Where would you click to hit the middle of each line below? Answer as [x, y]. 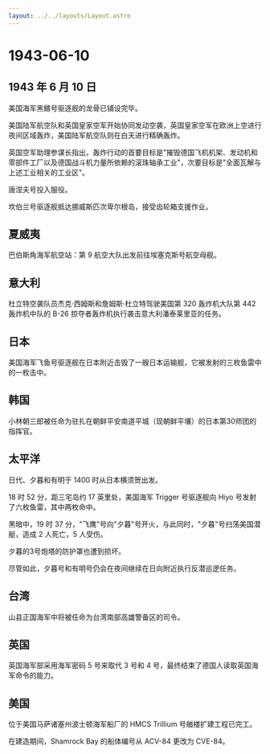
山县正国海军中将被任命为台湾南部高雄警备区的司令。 [96, 617]
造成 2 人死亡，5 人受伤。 [65, 534]
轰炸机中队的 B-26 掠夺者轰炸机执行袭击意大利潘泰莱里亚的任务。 [117, 313]
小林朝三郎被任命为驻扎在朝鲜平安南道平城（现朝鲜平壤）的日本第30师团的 [133, 421]
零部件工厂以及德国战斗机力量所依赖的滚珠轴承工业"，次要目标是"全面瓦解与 [135, 162]
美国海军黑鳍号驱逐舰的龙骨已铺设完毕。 [75, 108]
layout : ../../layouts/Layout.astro [70, 16]
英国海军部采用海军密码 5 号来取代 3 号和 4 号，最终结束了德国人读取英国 [130, 666]
